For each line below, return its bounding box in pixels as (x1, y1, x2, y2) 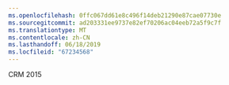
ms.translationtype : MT (8, 26, 87, 34)
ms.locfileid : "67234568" (8, 48, 94, 56)
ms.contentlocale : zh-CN (8, 33, 90, 42)
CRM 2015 (8, 70, 42, 79)
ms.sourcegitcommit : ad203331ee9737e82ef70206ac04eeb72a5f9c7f (8, 19, 222, 27)
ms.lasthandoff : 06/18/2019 (8, 41, 101, 49)
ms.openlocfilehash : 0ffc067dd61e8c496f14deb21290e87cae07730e (8, 11, 222, 20)
